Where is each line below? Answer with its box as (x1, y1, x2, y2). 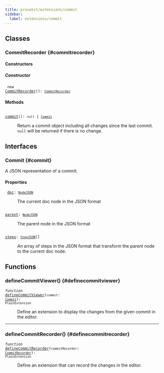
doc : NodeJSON (7, 190, 33, 195)
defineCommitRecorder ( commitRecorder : (5, 346, 80, 351)
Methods (5, 99, 24, 105)
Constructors (5, 61, 33, 67)
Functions (5, 263, 37, 271)
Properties (5, 179, 27, 185)
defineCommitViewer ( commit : (5, 293, 60, 298)
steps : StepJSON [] (5, 235, 40, 240)
